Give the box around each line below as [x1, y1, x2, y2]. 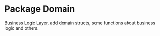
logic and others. [4, 25, 39, 31]
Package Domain [4, 3, 75, 15]
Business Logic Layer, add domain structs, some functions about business [4, 20, 156, 26]
